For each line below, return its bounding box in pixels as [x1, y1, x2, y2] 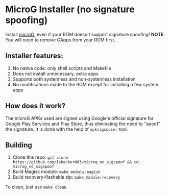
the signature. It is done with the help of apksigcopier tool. [5, 126, 128, 132]
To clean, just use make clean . [5, 184, 68, 190]
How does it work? [5, 102, 66, 110]
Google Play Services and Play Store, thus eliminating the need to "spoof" [5, 120, 161, 127]
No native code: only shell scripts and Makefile [12, 65, 111, 71]
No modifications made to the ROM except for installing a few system [12, 81, 159, 87]
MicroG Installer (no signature [5, 4, 135, 15]
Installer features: [5, 52, 64, 60]
